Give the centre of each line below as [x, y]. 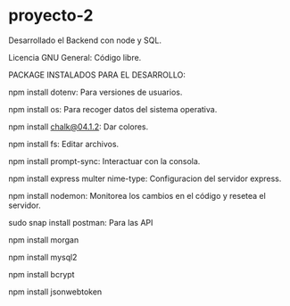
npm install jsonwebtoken [55, 292]
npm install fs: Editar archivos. [64, 144]
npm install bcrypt [41, 274]
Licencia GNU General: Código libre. [75, 57]
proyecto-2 [51, 16]
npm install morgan [44, 240]
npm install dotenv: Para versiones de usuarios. [95, 92]
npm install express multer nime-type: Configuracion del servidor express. [145, 178]
